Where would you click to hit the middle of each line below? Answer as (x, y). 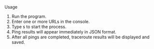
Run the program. (29, 16)
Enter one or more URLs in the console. (50, 22)
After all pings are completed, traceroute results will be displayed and (81, 37)
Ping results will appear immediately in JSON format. (64, 32)
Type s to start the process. (39, 27)
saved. (18, 42)
